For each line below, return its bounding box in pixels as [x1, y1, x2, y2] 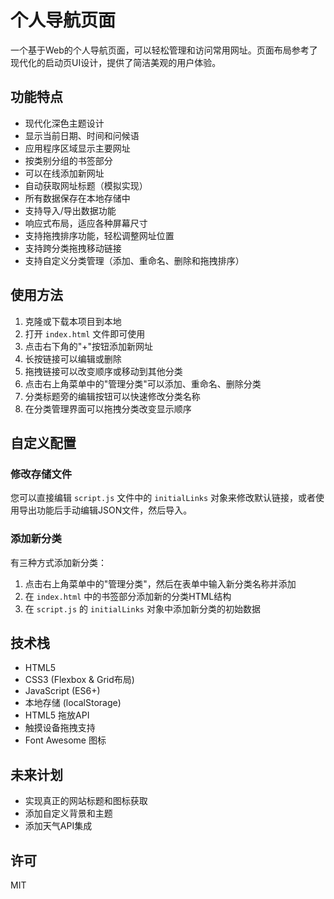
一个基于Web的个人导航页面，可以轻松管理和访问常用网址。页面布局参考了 [10, 44, 318, 56]
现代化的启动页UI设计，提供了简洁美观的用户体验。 [10, 56, 222, 68]
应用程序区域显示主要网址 [24, 142, 131, 154]
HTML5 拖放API [24, 709, 90, 721]
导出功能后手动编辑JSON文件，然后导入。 [18, 504, 193, 516]
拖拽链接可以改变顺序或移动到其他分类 [24, 365, 183, 377]
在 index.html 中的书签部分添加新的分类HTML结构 [24, 590, 232, 602]
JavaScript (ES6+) [24, 685, 101, 697]
